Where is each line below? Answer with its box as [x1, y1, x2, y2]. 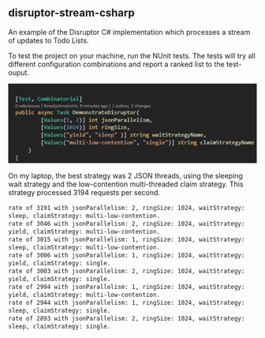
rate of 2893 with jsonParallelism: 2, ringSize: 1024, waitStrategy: [8, 315, 245, 323]
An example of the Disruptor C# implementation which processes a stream [8, 27, 251, 36]
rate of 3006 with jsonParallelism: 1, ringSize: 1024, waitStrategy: [8, 252, 245, 260]
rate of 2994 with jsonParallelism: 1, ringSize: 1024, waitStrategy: [8, 284, 245, 291]
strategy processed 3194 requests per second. [8, 188, 160, 197]
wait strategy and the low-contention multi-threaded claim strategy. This [8, 179, 244, 189]
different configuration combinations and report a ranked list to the [8, 59, 225, 69]
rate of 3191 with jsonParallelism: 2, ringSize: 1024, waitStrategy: [8, 205, 245, 212]
